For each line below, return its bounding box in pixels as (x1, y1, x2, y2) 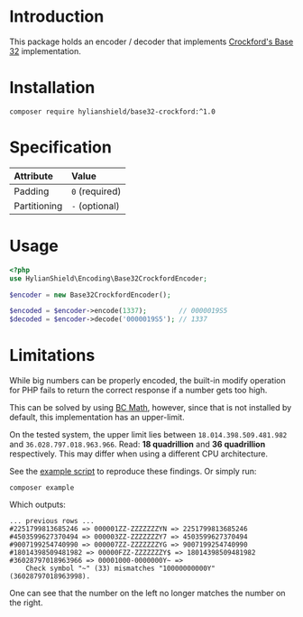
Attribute (14, 170, 54, 182)
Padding (14, 185, 50, 198)
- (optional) (70, 199, 120, 212)
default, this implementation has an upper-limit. (9, 412, 185, 423)
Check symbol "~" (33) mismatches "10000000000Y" (25, 564, 216, 574)
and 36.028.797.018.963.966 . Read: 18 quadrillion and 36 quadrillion (9, 439, 266, 450)
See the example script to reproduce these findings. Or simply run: (9, 466, 257, 477)
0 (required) (70, 185, 122, 198)
